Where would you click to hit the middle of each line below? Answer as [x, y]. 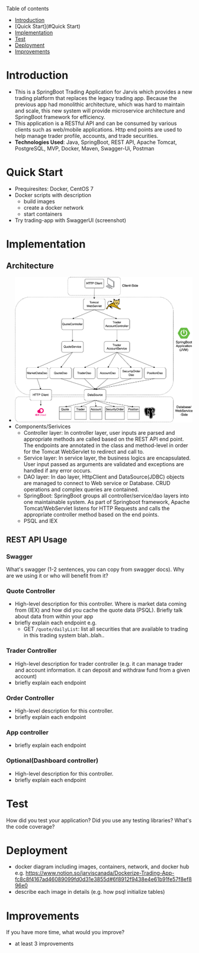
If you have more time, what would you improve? [65, 932]
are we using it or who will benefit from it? [57, 576]
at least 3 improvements [44, 944]
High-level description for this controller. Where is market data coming [100, 604]
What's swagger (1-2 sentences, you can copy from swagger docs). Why [95, 569]
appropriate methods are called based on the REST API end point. [104, 439]
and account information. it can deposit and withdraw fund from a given [102, 670]
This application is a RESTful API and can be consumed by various [96, 123]
